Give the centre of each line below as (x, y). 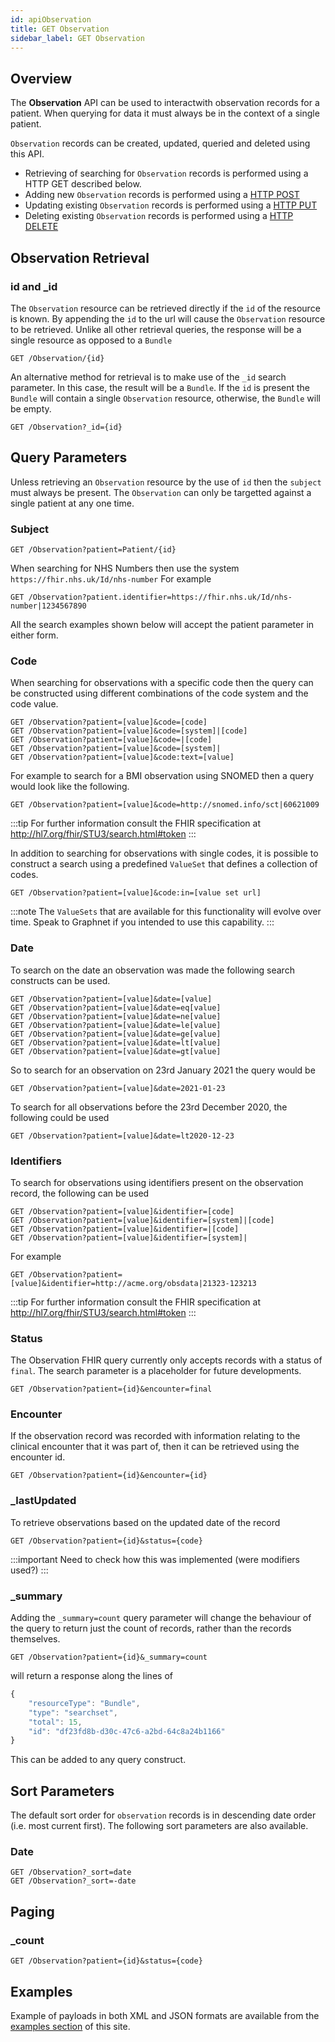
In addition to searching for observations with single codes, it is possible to (164, 853)
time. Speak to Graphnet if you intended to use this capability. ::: (142, 922)
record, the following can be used (80, 1193)
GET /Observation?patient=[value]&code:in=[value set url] (136, 893)
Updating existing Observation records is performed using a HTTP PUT (171, 205)
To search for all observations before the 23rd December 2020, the (149, 1107)
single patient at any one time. (72, 503)
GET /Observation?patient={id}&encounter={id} (109, 1476)
